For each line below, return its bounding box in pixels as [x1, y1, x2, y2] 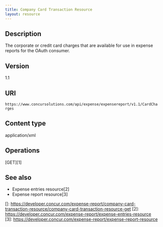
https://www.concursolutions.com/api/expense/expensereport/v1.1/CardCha [5, 102, 158, 107]
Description [5, 30, 41, 38]
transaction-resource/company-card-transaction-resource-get [5, 206, 131, 212]
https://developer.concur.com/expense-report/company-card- [10, 201, 136, 207]
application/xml [5, 132, 36, 138]
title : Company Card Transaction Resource [5, 7, 92, 12]
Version [5, 62, 29, 70]
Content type [5, 119, 46, 128]
